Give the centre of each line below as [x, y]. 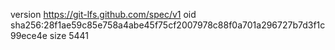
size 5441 [69, 35]
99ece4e [29, 35]
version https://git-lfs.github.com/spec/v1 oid [103, 14]
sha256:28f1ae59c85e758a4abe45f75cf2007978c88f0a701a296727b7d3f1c [168, 25]
